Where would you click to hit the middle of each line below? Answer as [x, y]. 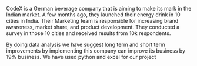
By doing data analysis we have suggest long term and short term [86, 44]
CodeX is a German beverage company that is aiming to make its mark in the [99, 8]
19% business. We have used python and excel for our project [81, 57]
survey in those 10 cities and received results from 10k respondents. [89, 33]
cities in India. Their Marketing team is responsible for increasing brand [92, 21]
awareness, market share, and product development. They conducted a [93, 27]
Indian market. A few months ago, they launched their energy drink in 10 [93, 15]
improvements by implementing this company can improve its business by [96, 51]
